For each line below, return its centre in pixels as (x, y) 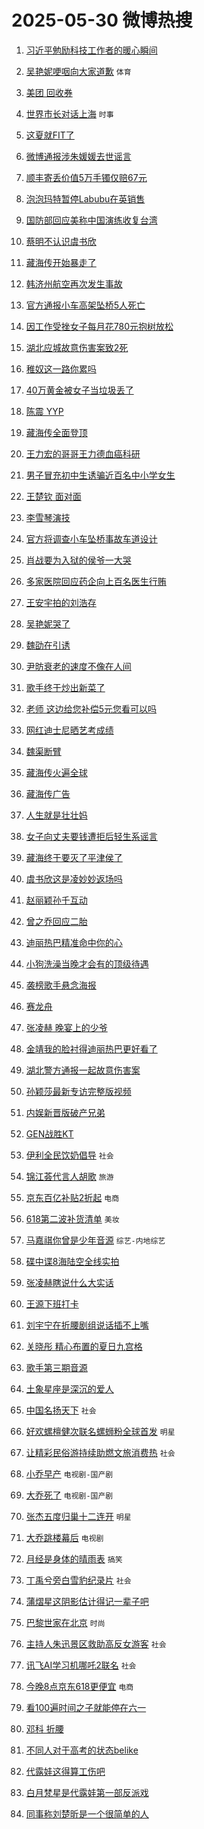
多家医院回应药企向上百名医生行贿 (96, 581)
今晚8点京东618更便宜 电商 (79, 1686)
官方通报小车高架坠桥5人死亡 (85, 305)
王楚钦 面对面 (53, 496)
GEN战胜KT (49, 1133)
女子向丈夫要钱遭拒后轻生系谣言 (91, 836)
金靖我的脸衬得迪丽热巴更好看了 (91, 1048)
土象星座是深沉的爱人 (69, 1388)
